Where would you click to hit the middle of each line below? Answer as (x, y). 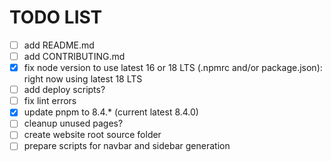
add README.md (59, 45)
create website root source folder (92, 135)
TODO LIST (56, 17)
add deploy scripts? (64, 90)
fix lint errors (50, 101)
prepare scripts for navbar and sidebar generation (127, 146)
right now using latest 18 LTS (83, 79)
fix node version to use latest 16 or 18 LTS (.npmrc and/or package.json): (173, 68)
